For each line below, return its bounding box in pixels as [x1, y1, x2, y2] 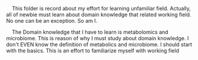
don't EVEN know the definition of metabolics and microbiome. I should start [6, 41, 192, 48]
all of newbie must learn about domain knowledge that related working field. [6, 11, 191, 18]
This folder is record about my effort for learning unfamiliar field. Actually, [11, 5, 191, 12]
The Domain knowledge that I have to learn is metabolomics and [11, 29, 168, 36]
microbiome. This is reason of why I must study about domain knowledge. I [6, 35, 189, 41]
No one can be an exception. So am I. [6, 17, 98, 24]
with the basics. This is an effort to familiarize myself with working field [6, 47, 179, 54]
